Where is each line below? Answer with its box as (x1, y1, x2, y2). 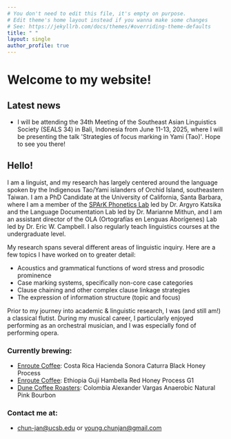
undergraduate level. (7, 230, 66, 238)
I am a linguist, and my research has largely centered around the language (7, 178, 219, 187)
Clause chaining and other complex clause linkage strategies (17, 286, 190, 294)
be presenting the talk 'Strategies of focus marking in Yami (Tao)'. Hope (17, 133, 221, 140)
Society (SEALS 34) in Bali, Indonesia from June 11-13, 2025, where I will (17, 125, 223, 133)
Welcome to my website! (7, 72, 152, 88)
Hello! (7, 160, 33, 171)
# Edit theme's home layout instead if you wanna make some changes (7, 17, 208, 24)
